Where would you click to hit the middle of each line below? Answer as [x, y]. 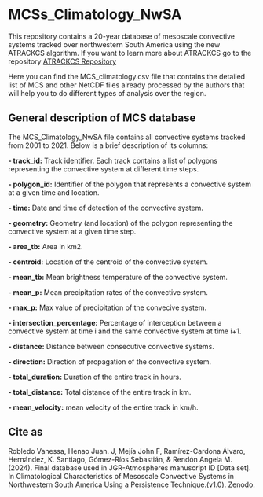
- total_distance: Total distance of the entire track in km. [100, 392]
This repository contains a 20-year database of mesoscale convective [122, 36]
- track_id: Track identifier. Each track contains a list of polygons [113, 160]
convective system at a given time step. [72, 231]
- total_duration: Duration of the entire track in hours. [95, 377]
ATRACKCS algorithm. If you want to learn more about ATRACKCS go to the [130, 53]
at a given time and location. [54, 192]
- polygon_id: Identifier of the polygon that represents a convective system [130, 184]
